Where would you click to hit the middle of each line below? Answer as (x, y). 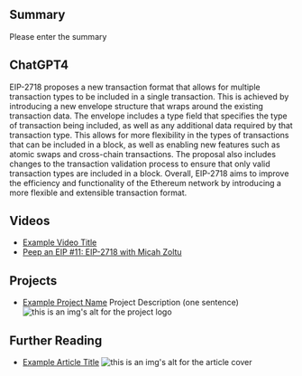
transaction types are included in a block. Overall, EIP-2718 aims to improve (149, 173)
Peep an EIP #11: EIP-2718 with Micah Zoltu (102, 252)
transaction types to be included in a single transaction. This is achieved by (149, 96)
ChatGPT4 (39, 66)
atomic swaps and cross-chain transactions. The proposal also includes (143, 154)
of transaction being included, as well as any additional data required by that (151, 125)
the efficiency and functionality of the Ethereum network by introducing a (146, 183)
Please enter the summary (58, 36)
